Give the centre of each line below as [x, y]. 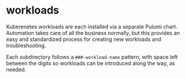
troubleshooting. [26, 45]
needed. [16, 69]
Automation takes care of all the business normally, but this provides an [93, 32]
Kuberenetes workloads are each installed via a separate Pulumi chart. [92, 27]
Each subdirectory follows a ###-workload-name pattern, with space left [92, 57]
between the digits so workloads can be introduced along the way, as [91, 63]
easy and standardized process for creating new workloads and [84, 39]
